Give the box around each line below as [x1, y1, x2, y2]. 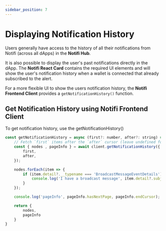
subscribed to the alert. [5, 75, 53, 82]
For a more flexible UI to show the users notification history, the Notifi [5, 85, 147, 91]
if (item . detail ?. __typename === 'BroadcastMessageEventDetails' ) [23, 172, 163, 177]
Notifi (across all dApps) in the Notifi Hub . [5, 50, 91, 56]
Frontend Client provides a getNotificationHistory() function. [5, 90, 134, 96]
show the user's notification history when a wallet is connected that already [5, 70, 159, 76]
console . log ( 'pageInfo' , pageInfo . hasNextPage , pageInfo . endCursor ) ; [14, 194, 161, 199]
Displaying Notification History [5, 28, 135, 40]
